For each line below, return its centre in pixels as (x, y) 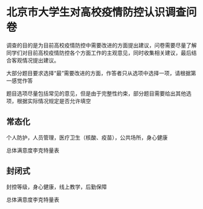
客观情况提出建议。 (35, 60)
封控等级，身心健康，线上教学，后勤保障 (56, 187)
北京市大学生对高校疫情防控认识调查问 (102, 12)
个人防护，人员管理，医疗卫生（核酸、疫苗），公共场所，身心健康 (87, 137)
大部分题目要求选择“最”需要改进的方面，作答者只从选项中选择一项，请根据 (99, 73)
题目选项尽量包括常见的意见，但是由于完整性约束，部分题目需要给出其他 (96, 93)
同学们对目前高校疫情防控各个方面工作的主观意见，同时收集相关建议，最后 (99, 52)
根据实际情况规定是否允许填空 (54, 101)
